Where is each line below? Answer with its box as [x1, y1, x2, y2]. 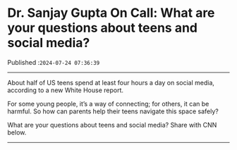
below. [7, 128, 27, 137]
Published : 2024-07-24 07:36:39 [7, 58, 100, 66]
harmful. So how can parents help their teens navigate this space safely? [7, 107, 219, 115]
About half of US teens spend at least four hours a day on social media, [7, 78, 215, 87]
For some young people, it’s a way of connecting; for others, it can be [7, 99, 209, 108]
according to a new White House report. [7, 86, 124, 94]
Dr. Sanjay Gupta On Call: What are [7, 5, 215, 21]
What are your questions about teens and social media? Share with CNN [7, 120, 217, 129]
